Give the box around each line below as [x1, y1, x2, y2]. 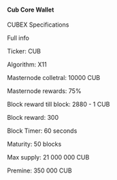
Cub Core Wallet [7, 5, 54, 14]
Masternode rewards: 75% [7, 87, 82, 95]
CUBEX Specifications [7, 21, 69, 29]
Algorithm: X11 [7, 60, 47, 68]
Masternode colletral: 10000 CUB [7, 74, 101, 82]
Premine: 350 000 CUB [7, 166, 73, 175]
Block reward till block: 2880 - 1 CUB [7, 100, 110, 109]
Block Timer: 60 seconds [7, 127, 78, 135]
